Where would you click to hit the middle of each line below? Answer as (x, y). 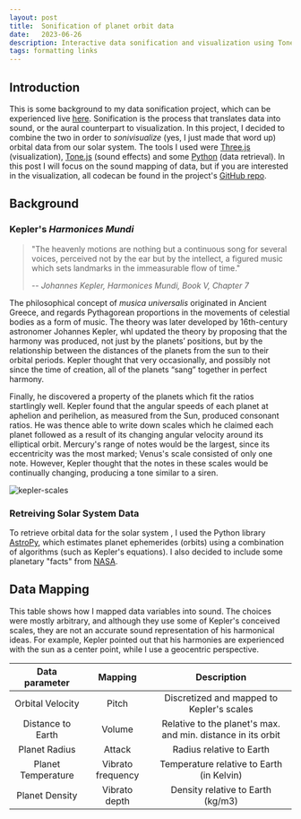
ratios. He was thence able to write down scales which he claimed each (142, 425)
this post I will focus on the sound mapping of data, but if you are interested (149, 166)
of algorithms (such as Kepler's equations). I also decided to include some (146, 552)
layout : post (34, 17)
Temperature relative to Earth (221, 763)
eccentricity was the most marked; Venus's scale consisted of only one (141, 453)
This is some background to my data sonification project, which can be (140, 109)
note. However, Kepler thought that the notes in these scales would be (139, 463)
